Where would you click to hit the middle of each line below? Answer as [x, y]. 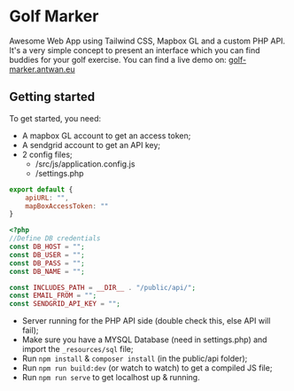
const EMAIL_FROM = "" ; [53, 296]
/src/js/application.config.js [85, 164]
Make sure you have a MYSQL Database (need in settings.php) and [144, 340]
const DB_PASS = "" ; [47, 263]
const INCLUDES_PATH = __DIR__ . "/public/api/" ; [103, 287]
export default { [41, 189]
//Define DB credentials [55, 239]
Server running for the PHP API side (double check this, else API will [146, 321]
